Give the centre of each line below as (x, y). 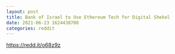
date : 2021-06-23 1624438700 (43, 23)
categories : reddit (31, 28)
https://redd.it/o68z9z (34, 45)
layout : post (22, 12)
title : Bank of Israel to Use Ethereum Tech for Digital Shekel (88, 17)
